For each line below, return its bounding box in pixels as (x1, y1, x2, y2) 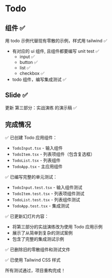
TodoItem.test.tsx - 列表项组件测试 (12, 190, 84, 196)
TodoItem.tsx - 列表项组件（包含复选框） (12, 151, 95, 157)
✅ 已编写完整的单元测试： (5, 174, 57, 180)
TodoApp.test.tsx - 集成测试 (12, 203, 70, 209)
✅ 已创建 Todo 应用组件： (5, 134, 57, 140)
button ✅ (19, 60, 38, 65)
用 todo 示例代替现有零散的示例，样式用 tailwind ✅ (5, 38, 108, 43)
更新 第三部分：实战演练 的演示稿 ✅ (5, 104, 77, 111)
